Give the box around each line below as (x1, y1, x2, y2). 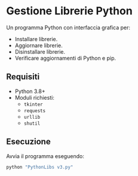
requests (23, 107, 46, 114)
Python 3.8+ (14, 88, 46, 95)
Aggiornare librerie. (14, 42, 63, 49)
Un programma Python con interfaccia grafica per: (6, 24, 130, 31)
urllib (23, 114, 41, 120)
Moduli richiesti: (14, 94, 55, 101)
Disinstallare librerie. (14, 48, 66, 55)
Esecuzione (6, 137, 51, 147)
